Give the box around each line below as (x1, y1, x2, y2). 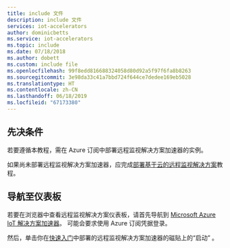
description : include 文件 (7, 16, 82, 23)
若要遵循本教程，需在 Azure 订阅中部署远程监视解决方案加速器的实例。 (7, 145, 207, 154)
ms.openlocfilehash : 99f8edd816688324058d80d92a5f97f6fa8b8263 (7, 67, 192, 74)
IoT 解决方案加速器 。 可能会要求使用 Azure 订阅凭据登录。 (7, 219, 171, 227)
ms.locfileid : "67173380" (7, 99, 81, 106)
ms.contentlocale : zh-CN (7, 86, 78, 93)
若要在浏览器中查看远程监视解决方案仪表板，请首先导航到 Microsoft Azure (7, 210, 216, 219)
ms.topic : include (7, 42, 60, 49)
